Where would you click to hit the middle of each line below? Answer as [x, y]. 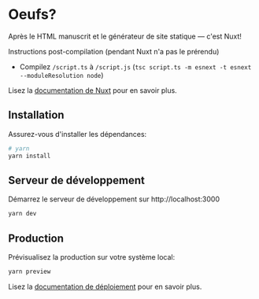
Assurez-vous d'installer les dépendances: [78, 134]
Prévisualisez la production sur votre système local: [92, 257]
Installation [36, 115]
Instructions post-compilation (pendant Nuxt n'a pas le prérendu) [114, 51]
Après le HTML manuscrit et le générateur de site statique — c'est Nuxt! [125, 36]
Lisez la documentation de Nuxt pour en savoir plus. [92, 90]
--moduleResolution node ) [61, 75]
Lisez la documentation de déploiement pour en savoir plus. [105, 286]
